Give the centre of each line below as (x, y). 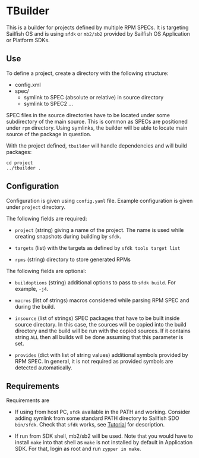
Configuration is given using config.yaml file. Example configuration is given (99, 200)
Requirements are (28, 400)
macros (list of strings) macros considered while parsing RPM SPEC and (102, 300)
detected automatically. (43, 368)
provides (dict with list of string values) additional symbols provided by (101, 355)
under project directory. (36, 207)
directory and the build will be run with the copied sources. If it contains (103, 331)
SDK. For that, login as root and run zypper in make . (78, 449)
